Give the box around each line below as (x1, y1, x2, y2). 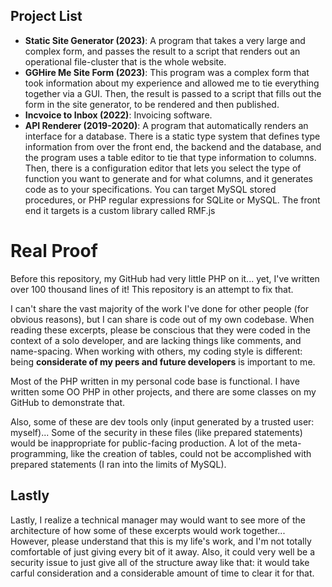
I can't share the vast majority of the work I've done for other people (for (10, 302, 310, 314)
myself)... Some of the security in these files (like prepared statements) (10, 426, 303, 438)
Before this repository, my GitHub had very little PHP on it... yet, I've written (10, 272, 320, 284)
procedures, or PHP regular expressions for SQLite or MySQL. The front (24, 194, 321, 206)
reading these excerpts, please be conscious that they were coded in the (10, 324, 311, 336)
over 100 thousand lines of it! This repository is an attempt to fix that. (10, 283, 294, 295)
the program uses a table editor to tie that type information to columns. (24, 151, 317, 163)
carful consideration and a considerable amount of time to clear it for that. (10, 567, 315, 579)
